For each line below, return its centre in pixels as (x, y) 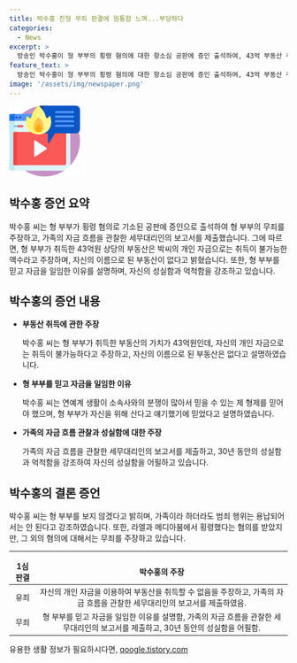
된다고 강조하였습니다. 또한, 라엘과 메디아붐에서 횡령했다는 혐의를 (147, 528)
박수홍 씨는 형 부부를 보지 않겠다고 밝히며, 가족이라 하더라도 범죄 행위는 (132, 516)
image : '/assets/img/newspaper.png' (76, 84)
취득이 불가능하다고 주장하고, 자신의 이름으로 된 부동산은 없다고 (140, 354)
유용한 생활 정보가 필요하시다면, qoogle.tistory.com (99, 649)
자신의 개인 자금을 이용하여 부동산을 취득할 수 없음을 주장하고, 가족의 (157, 592)
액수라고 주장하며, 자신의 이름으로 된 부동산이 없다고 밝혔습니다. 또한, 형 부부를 (145, 259)
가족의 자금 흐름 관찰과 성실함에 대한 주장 (91, 433)
